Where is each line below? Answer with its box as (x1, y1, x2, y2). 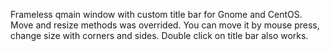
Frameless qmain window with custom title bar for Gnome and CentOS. (10, 9, 303, 20)
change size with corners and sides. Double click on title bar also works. (10, 30, 309, 41)
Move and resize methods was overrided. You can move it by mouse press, (10, 19, 320, 31)
